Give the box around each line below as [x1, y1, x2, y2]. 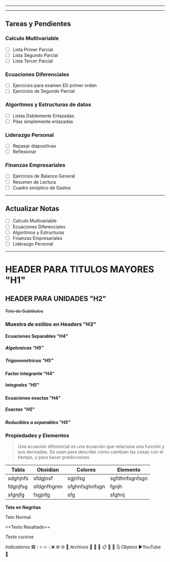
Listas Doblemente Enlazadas [12, 113, 74, 119]
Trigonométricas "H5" [5, 358, 54, 364]
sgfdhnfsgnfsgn [110, 475, 148, 482]
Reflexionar [12, 149, 36, 155]
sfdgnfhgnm [33, 483, 63, 490]
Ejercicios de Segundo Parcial [12, 88, 75, 94]
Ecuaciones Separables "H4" [5, 333, 68, 339]
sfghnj [110, 491, 125, 499]
